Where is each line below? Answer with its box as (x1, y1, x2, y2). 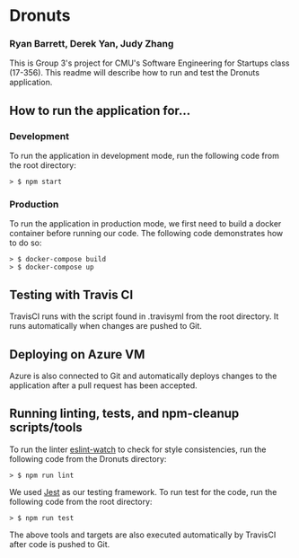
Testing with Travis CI (9, 287, 134, 302)
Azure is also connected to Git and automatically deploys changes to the (9, 370, 277, 382)
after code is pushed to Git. (9, 538, 110, 549)
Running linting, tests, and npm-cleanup (9, 406, 240, 421)
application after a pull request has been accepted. (9, 380, 198, 391)
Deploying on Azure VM (9, 347, 145, 362)
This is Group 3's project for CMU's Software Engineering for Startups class (9, 58, 290, 68)
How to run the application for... (9, 102, 191, 118)
